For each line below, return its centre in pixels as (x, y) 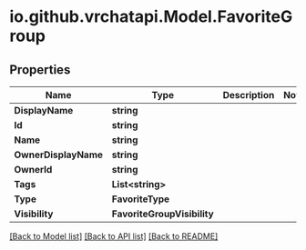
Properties (40, 70)
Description (249, 95)
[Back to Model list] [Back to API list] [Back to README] (114, 236)
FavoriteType (141, 199)
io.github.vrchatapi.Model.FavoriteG (151, 17)
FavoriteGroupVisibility (163, 214)
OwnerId (33, 170)
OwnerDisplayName (58, 155)
